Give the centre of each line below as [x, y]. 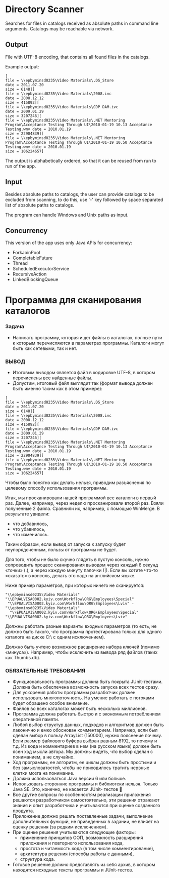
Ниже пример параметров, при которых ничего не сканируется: [75, 585]
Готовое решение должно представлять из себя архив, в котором [84, 865]
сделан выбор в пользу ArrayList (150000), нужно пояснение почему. [87, 736]
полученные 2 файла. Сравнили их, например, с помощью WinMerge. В [82, 509]
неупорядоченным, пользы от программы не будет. [61, 550]
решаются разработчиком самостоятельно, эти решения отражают [86, 800]
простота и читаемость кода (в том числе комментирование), [87, 849]
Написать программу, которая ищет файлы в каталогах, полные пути [87, 337]
